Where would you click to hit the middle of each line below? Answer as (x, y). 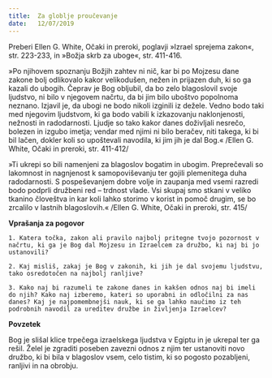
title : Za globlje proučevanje (63, 16)
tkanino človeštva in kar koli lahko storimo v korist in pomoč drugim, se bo (132, 199)
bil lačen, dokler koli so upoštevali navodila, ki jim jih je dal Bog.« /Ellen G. (131, 140)
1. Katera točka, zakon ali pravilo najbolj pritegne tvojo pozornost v (134, 238)
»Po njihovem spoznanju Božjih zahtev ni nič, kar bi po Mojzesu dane (124, 71)
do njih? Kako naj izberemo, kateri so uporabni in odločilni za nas (129, 294)
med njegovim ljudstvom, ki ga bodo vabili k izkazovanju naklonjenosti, (127, 114)
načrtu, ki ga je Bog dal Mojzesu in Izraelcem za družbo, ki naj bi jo (134, 245)
